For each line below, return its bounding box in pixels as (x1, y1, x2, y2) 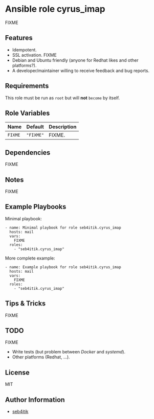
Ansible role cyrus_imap (5, 3, 106, 15)
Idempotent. (12, 47, 37, 52)
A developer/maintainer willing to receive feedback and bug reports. (12, 68, 150, 73)
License (5, 368, 30, 376)
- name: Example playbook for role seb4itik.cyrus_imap (5, 264, 121, 270)
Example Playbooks (5, 203, 66, 211)
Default (26, 123, 44, 130)
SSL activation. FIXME (12, 52, 57, 58)
